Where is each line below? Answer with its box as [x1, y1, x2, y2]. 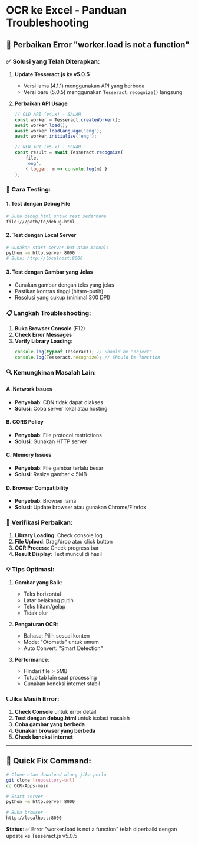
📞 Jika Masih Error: [6, 695, 60, 703]
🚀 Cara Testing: [6, 186, 51, 194]
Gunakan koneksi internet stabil [23, 680, 100, 687]
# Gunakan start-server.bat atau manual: [6, 245, 110, 251]
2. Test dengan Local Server [6, 231, 77, 238]
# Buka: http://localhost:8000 [6, 255, 83, 262]
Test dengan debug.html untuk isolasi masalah [14, 714, 130, 721]
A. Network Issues [6, 385, 52, 392]
